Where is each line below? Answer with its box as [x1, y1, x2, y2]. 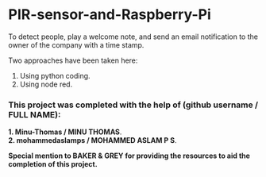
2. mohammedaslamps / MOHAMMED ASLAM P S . [8, 136, 177, 145]
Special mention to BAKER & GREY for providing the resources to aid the [8, 151, 250, 160]
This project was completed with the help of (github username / [8, 99, 259, 110]
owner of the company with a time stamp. [8, 40, 145, 49]
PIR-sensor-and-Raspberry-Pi [8, 6, 212, 24]
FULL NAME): [8, 109, 61, 120]
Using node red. [19, 79, 73, 89]
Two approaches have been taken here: [8, 56, 138, 65]
